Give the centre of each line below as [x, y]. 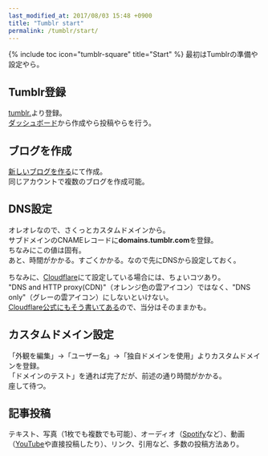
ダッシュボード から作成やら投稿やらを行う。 [82, 123]
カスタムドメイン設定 [61, 335]
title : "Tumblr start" [46, 23]
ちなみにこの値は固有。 [47, 250]
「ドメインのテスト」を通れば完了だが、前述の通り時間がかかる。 [117, 375]
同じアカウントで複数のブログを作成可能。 [79, 182]
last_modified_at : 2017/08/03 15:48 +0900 [80, 16]
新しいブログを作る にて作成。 [57, 172]
